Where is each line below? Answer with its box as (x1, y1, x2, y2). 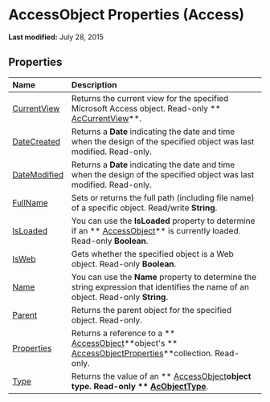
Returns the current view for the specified (71, 92, 229, 104)
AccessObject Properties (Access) (8, 6, 245, 24)
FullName (12, 197, 48, 208)
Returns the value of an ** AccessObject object (71, 371, 252, 382)
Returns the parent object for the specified (71, 304, 231, 315)
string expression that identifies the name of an (71, 281, 249, 292)
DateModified (12, 169, 64, 180)
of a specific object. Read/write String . (71, 202, 218, 213)
